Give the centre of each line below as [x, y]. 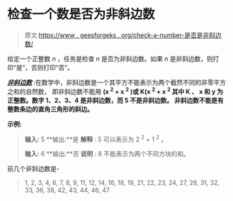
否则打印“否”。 [52, 67]
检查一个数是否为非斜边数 [81, 14]
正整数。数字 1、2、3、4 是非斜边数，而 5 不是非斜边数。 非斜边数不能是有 [115, 100]
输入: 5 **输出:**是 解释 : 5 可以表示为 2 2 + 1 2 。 [96, 139]
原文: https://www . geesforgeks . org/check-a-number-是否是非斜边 [123, 35]
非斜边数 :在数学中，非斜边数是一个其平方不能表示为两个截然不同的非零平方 [116, 82]
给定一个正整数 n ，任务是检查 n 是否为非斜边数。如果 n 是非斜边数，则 [110, 58]
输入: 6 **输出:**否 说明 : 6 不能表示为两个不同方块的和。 [107, 154]
